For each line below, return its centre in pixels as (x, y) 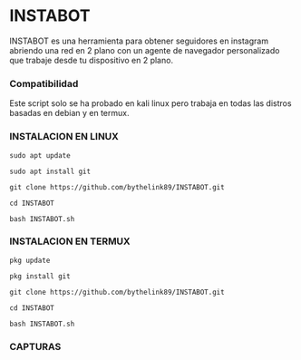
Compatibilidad (44, 83)
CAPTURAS (35, 346)
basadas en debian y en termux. (69, 113)
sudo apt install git (50, 171)
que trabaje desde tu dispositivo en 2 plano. (92, 60)
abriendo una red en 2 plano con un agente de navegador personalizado (145, 50)
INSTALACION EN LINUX (64, 137)
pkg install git (40, 276)
